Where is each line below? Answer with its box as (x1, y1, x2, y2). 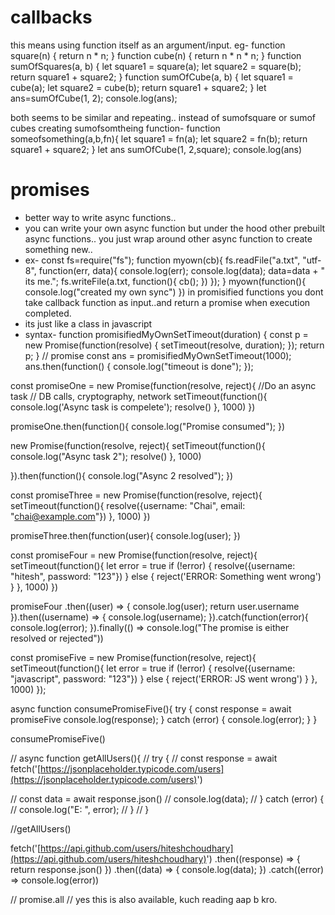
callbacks (10, 6, 93, 29)
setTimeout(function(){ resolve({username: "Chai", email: (10, 499, 246, 511)
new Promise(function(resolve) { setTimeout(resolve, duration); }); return (24, 339, 325, 351)
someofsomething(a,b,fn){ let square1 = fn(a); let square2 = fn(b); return (10, 132, 308, 145)
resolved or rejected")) (10, 632, 104, 644)
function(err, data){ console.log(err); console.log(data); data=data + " (38, 264, 326, 276)
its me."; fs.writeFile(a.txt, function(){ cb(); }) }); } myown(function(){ (24, 275, 307, 287)
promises (10, 179, 90, 201)
